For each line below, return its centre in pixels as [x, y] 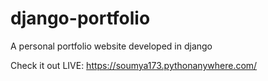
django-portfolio [80, 18]
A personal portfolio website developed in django [111, 46]
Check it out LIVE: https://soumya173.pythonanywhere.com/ [134, 65]
